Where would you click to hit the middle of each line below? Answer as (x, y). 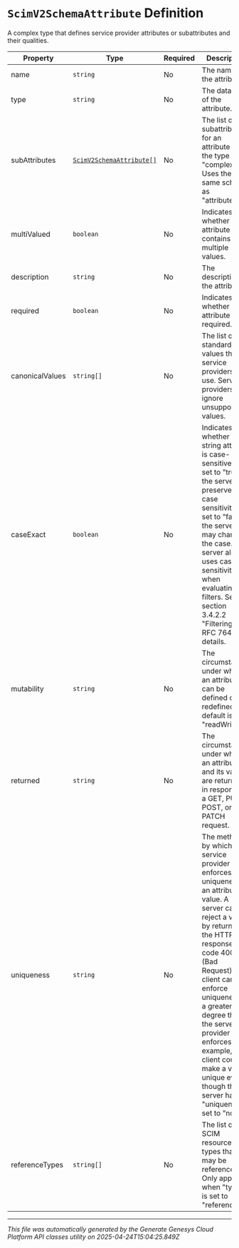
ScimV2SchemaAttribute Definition (106, 13)
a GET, (213, 798)
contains (216, 238)
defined (214, 697)
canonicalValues (38, 376)
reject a (214, 916)
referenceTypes (37, 1165)
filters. (212, 597)
